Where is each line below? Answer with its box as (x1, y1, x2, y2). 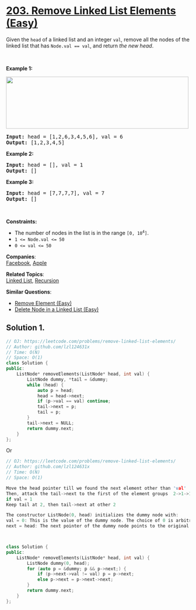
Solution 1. (6, 323, 45, 333)
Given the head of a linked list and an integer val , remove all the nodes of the (6, 36, 190, 43)
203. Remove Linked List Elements (6, 4, 176, 18)
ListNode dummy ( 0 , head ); (27, 560, 90, 566)
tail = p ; (37, 409, 61, 415)
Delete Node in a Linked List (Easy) (14, 306, 99, 313)
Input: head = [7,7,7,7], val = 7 (6, 189, 105, 196)
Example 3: (6, 178, 34, 185)
